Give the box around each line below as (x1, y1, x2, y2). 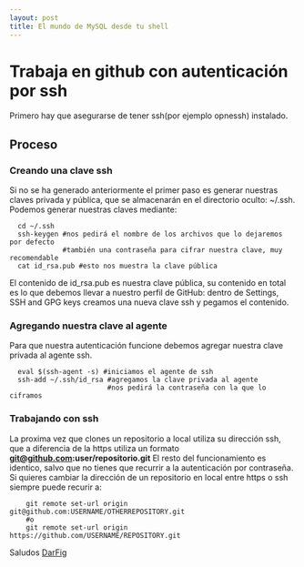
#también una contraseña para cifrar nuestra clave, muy (62, 246, 283, 255)
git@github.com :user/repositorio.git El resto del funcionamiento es (9, 452, 267, 463)
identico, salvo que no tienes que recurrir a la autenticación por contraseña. (9, 461, 294, 473)
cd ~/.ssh (17, 222, 55, 231)
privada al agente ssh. (9, 349, 93, 360)
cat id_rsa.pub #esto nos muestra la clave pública (17, 261, 218, 271)
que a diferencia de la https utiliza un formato (9, 442, 180, 453)
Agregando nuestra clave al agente (9, 319, 168, 332)
